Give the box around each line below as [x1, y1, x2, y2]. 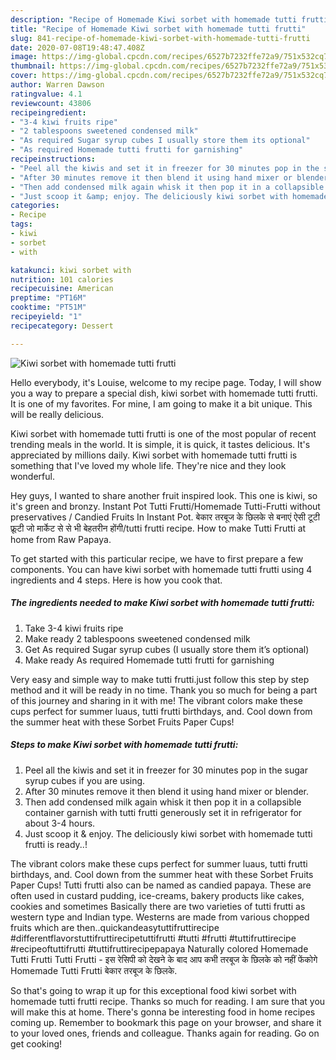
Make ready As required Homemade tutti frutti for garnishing [24, 654, 275, 666]
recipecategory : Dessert [10, 321, 114, 331]
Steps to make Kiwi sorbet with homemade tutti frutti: [10, 739, 239, 751]
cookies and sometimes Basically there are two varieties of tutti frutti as [10, 900, 306, 912]
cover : [10, 71, 38, 81]
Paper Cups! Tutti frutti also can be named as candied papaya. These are [10, 879, 312, 891]
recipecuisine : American [10, 284, 114, 294]
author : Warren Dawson [10, 80, 105, 90]
